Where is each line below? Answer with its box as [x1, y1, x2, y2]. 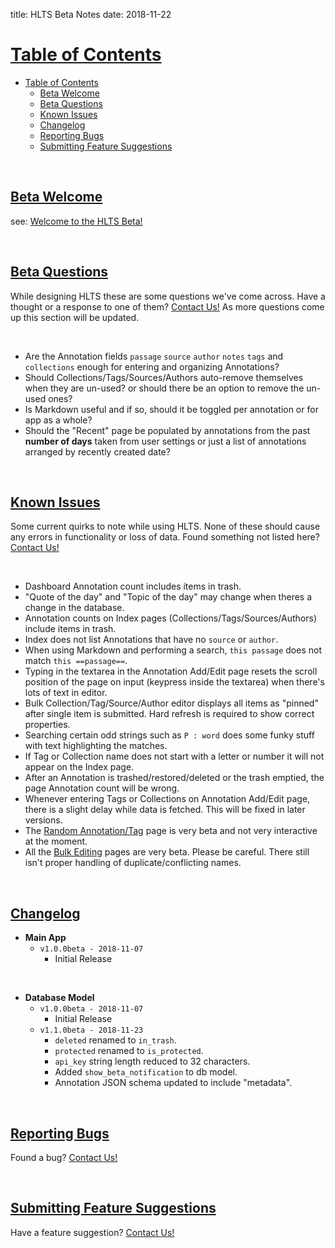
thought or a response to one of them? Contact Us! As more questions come [10, 300, 325, 313]
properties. [24, 719, 71, 731]
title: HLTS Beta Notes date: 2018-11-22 [10, 9, 172, 20]
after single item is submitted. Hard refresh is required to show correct [24, 708, 315, 720]
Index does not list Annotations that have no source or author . [24, 634, 279, 646]
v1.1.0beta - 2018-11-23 [39, 1025, 144, 1036]
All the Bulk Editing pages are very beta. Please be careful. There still [24, 846, 310, 858]
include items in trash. [24, 623, 117, 635]
